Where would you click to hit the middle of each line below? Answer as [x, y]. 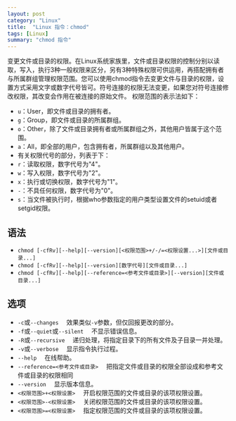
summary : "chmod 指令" [39, 40]
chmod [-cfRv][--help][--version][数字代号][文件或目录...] [103, 265]
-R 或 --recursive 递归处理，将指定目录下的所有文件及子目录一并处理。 [122, 340]
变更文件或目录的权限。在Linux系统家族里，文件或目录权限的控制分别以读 [113, 61]
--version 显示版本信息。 [57, 384]
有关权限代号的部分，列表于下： [64, 155]
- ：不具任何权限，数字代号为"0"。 [67, 190]
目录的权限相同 [52, 375]
